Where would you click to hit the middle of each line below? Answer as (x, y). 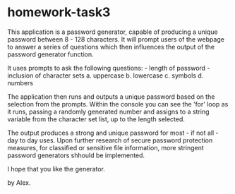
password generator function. (50, 54)
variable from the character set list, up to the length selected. (96, 119)
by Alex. (19, 182)
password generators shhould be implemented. (76, 155)
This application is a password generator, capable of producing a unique (113, 32)
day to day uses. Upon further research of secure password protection (110, 140)
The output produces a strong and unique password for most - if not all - (113, 133)
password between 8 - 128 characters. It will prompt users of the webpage (116, 39)
